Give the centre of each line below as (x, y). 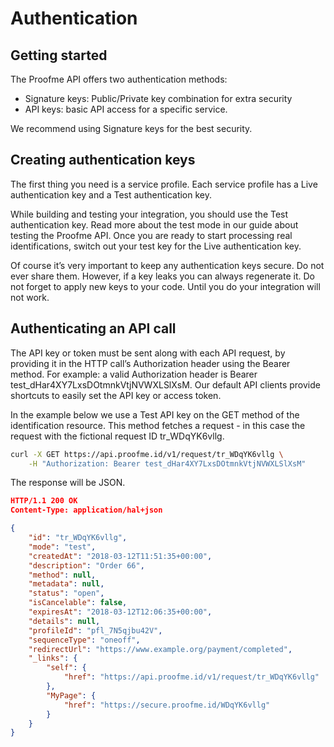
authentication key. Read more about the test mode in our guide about (154, 224)
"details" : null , (64, 621)
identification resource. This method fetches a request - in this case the (158, 425)
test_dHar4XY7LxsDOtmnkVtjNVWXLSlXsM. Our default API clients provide (165, 384)
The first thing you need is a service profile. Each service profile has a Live (164, 184)
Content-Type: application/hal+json (86, 510)
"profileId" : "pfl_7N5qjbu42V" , (95, 630)
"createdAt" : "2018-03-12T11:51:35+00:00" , (120, 556)
